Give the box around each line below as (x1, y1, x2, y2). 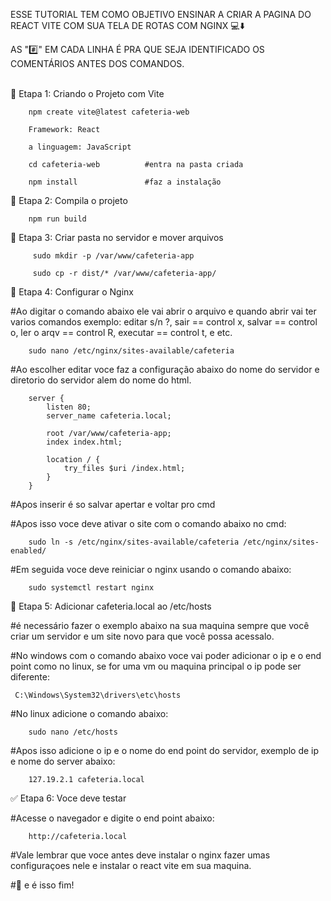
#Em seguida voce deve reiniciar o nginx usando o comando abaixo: (10, 564, 292, 575)
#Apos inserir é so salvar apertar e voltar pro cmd (10, 499, 216, 510)
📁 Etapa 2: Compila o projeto (10, 195, 128, 206)
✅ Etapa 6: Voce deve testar (10, 792, 127, 804)
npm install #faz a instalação (28, 177, 222, 187)
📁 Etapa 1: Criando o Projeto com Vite (10, 88, 165, 99)
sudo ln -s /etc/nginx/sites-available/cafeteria (28, 537, 240, 547)
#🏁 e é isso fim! (10, 879, 75, 891)
